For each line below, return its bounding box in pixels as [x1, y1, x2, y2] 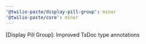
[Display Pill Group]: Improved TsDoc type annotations [5, 31, 140, 38]
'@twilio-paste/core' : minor [5, 14, 79, 20]
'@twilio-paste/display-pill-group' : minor [5, 8, 117, 15]
